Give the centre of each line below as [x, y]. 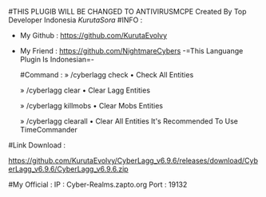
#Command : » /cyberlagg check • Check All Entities [107, 75]
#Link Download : [37, 145]
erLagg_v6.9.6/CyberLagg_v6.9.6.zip [69, 169]
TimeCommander [48, 130]
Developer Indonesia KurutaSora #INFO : [75, 20]
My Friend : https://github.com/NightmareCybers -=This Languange [131, 51]
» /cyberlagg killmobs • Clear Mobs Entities [91, 106]
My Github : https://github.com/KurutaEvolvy [93, 35]
